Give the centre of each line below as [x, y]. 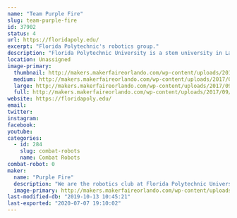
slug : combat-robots [50, 151]
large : [23, 86]
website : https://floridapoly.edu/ [60, 99]
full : [22, 92]
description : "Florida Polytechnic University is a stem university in [115, 53]
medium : [25, 79]
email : [17, 105]
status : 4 [22, 33]
